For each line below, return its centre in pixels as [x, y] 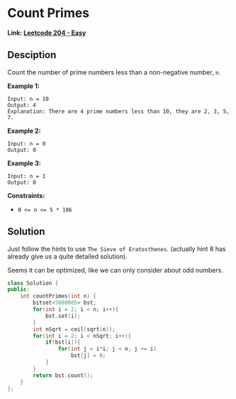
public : [19, 290]
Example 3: [24, 163]
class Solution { [33, 283]
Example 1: [24, 86]
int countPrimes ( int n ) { [58, 296]
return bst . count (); [63, 375]
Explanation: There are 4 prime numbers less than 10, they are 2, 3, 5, [119, 111]
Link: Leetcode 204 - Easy [47, 33]
